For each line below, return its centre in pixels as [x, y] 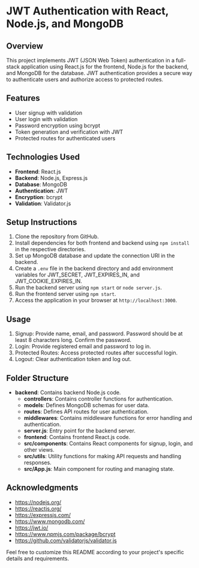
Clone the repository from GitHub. [57, 237]
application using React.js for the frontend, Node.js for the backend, [105, 67]
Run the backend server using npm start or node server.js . [88, 288]
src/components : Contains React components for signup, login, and [108, 444]
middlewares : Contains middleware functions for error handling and [108, 418]
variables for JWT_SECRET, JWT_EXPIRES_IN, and [77, 275]
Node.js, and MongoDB [65, 24]
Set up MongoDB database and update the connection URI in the [95, 256]
